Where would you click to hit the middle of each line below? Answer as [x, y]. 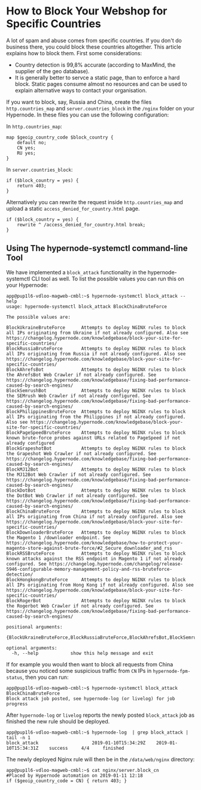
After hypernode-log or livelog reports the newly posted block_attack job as [100, 715]
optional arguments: [32, 648]
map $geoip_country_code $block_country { [60, 137]
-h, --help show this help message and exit [83, 653]
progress [17, 704]
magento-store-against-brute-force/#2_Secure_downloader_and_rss [89, 548]
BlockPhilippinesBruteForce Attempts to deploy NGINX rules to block [96, 412]
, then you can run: [45, 677]
